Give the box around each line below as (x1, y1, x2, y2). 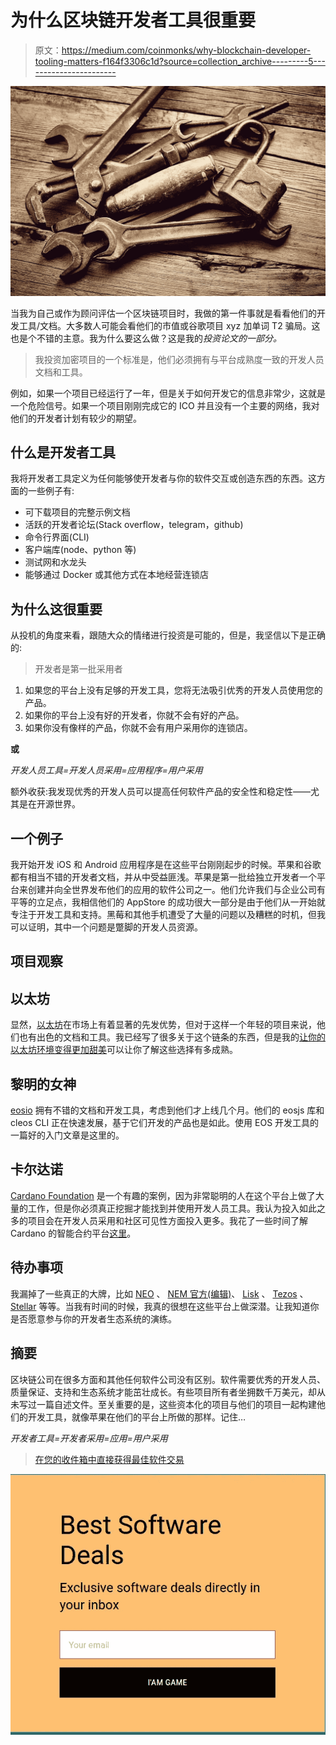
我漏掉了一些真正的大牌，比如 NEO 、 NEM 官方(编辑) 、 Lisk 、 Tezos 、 (10, 1287, 309, 1300)
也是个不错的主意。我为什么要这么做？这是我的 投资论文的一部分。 (10, 332, 282, 344)
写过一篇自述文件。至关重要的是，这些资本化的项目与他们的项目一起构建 (18, 1398, 317, 1410)
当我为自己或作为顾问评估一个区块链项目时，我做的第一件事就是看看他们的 (10, 307, 317, 319)
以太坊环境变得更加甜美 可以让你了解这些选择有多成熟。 (10, 1044, 238, 1056)
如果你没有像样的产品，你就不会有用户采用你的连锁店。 (24, 722, 253, 734)
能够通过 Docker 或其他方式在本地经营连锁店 (24, 569, 209, 581)
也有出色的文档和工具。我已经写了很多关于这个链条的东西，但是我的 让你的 (18, 1031, 326, 1043)
